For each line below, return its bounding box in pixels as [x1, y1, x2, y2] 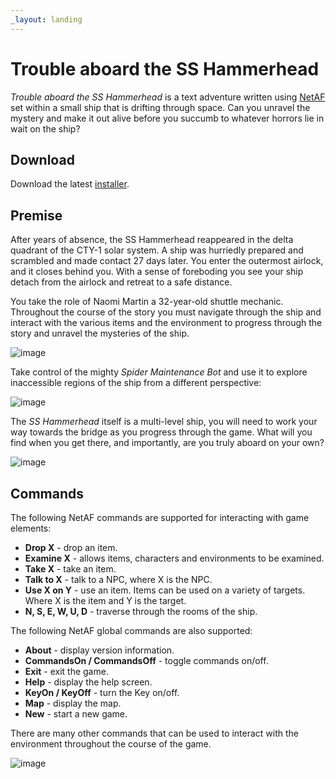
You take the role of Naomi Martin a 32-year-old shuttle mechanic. [10, 296, 284, 308]
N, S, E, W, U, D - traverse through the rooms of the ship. [24, 606, 258, 617]
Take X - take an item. [24, 563, 117, 575]
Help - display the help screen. [24, 676, 153, 688]
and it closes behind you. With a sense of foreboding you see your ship [10, 266, 304, 278]
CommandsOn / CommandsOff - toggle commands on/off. [24, 655, 269, 666]
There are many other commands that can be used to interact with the [10, 727, 299, 739]
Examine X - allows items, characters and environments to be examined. [24, 552, 325, 564]
